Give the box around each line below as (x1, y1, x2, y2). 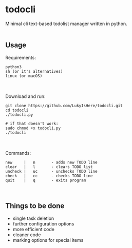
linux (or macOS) (5, 73, 43, 78)
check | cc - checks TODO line (5, 173, 93, 178)
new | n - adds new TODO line (5, 160, 98, 165)
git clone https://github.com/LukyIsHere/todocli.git (5, 103, 123, 108)
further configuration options (12, 220, 74, 226)
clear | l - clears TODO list (5, 164, 93, 170)
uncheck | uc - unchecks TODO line (5, 169, 98, 174)
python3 (5, 64, 22, 70)
